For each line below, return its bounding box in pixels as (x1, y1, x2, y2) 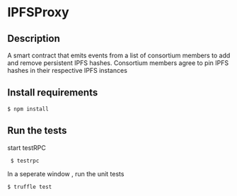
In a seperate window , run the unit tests (7, 169, 125, 178)
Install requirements (7, 86, 98, 99)
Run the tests (7, 125, 67, 137)
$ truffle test (7, 183, 52, 190)
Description (7, 33, 60, 45)
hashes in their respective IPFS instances (7, 67, 127, 74)
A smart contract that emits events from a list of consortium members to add (7, 51, 231, 59)
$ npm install (7, 105, 50, 113)
